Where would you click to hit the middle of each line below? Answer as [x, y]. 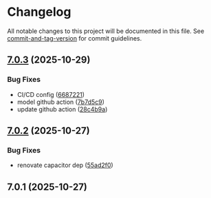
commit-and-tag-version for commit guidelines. [75, 38]
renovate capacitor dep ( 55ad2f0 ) [65, 165]
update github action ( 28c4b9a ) [62, 109]
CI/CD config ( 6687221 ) [51, 94]
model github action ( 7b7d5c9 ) [61, 102]
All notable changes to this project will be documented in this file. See [106, 31]
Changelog [39, 12]
